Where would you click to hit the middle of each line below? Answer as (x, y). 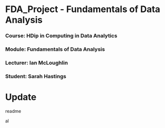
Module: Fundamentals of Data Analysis (55, 49)
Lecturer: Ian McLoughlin (36, 62)
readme (13, 111)
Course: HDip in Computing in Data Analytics (61, 36)
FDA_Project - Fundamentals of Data (83, 9)
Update (21, 97)
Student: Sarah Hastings (36, 76)
